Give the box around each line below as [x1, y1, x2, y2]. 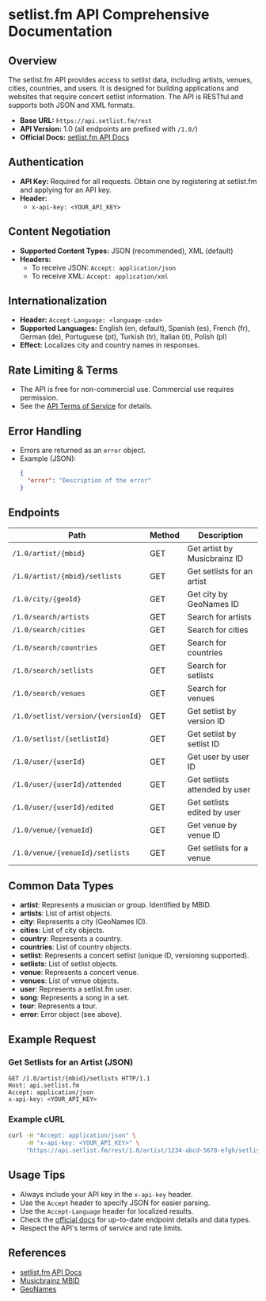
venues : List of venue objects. [19, 976, 120, 985]
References [8, 1246, 66, 1260]
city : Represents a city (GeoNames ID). [19, 917, 148, 927]
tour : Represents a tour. [19, 1001, 97, 1011]
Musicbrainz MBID [19, 1276, 81, 1285]
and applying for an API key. [19, 185, 112, 194]
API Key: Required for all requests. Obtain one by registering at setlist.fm [19, 176, 257, 186]
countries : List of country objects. [19, 942, 132, 952]
